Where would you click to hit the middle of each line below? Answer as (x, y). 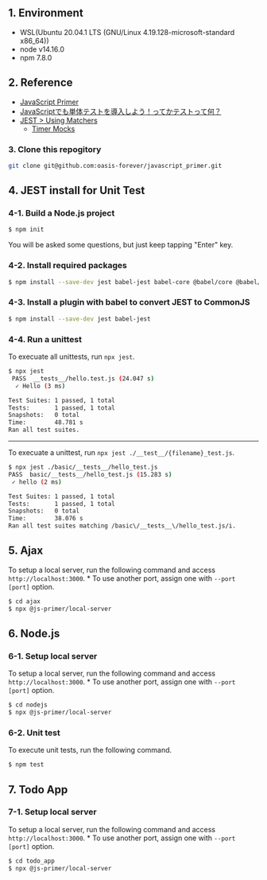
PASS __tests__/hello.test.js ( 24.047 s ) (83, 378)
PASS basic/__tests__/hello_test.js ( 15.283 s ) (90, 474)
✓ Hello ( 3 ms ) (41, 386)
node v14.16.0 (42, 49)
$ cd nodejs (28, 705)
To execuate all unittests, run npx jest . (72, 356)
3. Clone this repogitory (55, 149)
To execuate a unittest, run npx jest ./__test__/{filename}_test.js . (122, 452)
